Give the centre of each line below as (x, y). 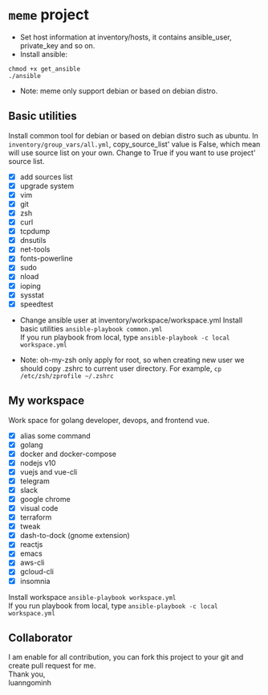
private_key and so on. (57, 45)
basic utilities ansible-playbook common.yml (91, 328)
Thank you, (27, 674)
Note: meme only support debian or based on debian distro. (119, 91)
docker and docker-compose (68, 454)
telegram (35, 481)
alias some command (55, 435)
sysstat (32, 294)
